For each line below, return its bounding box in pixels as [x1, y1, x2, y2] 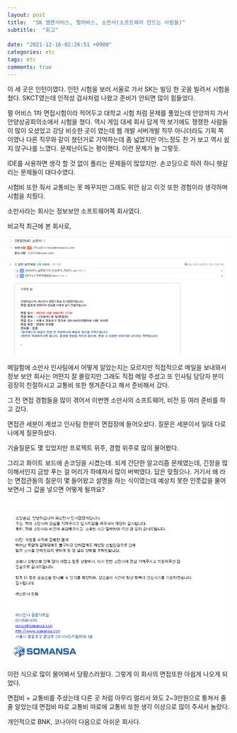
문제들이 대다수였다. [20, 168, 76, 176]
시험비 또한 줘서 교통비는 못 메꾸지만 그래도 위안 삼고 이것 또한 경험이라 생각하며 [7, 182, 229, 191]
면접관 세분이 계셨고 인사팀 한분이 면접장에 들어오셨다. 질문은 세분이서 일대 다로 [7, 420, 226, 428]
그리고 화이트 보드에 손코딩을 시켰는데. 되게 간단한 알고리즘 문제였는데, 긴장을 [7, 459, 221, 467]
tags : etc [7, 57, 37, 64]
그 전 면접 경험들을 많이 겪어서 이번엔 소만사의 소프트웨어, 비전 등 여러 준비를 [7, 396, 219, 404]
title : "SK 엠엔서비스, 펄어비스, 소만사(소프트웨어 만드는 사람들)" [7, 18, 185, 26]
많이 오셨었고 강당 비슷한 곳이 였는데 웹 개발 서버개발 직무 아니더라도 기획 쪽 [14, 126, 224, 134]
